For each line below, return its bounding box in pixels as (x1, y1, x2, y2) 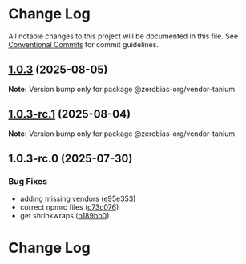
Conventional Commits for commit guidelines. (8, 39, 159, 49)
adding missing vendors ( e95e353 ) (19, 194, 136, 204)
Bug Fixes (8, 175, 48, 186)
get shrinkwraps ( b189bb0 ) (19, 211, 110, 221)
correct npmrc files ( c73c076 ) (19, 202, 119, 212)
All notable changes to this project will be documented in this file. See (8, 31, 239, 41)
